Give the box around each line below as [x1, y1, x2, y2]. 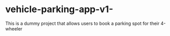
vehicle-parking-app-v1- [5, 4, 114, 15]
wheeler [5, 25, 23, 31]
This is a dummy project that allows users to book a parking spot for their [5, 20, 160, 26]
